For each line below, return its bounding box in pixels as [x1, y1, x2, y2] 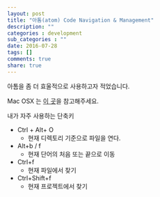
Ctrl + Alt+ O [17, 125, 54, 134]
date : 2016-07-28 [7, 42, 58, 49]
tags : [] [7, 49, 33, 56]
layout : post [7, 10, 45, 17]
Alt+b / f [17, 141, 42, 150]
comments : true [7, 56, 51, 63]
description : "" [7, 23, 54, 30]
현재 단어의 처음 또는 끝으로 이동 [27, 150, 115, 158]
